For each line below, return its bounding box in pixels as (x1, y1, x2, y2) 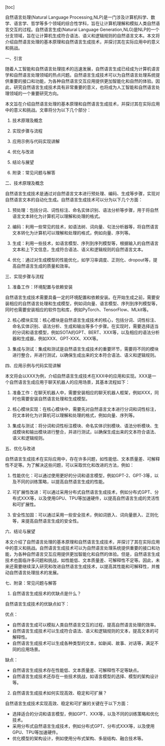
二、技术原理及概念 (5, 180, 44, 186)
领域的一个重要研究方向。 (9, 90, 61, 96)
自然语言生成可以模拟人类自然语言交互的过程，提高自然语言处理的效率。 (12, 622, 159, 628)
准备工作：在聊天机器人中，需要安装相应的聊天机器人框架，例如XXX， (12, 390, 155, 395)
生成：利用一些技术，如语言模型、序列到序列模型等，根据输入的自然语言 (12, 240, 159, 246)
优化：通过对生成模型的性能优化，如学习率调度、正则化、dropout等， (12, 257, 153, 262)
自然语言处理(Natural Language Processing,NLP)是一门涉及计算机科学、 (5, 14, 151, 20)
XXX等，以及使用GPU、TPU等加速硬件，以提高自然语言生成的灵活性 (21, 495, 160, 501)
